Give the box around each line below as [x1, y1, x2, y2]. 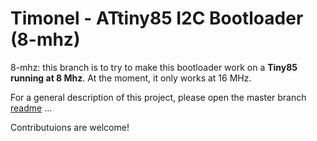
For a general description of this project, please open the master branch [10, 91, 307, 103]
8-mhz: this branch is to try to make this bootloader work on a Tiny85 [10, 61, 298, 73]
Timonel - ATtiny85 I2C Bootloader [10, 7, 304, 30]
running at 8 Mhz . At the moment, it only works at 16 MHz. [10, 72, 252, 84]
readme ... [10, 102, 53, 114]
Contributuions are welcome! [10, 121, 130, 133]
